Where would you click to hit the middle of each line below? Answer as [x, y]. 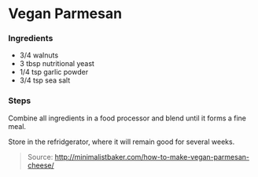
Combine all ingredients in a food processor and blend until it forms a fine [127, 118]
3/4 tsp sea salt [45, 80]
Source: [40, 157]
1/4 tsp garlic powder [54, 72]
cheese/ [41, 165]
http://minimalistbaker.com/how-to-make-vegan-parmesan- [152, 157]
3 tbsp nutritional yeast [57, 64]
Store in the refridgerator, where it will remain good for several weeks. [122, 142]
